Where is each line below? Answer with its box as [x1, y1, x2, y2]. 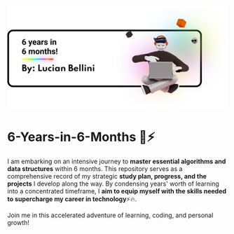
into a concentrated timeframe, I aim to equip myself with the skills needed [7, 187, 226, 195]
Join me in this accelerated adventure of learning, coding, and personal [7, 211, 214, 219]
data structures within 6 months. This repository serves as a [7, 165, 183, 173]
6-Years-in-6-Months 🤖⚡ [7, 129, 156, 145]
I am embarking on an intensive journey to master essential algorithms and [7, 157, 226, 166]
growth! [7, 219, 30, 227]
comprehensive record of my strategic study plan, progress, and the [7, 172, 207, 181]
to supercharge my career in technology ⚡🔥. [7, 195, 137, 203]
